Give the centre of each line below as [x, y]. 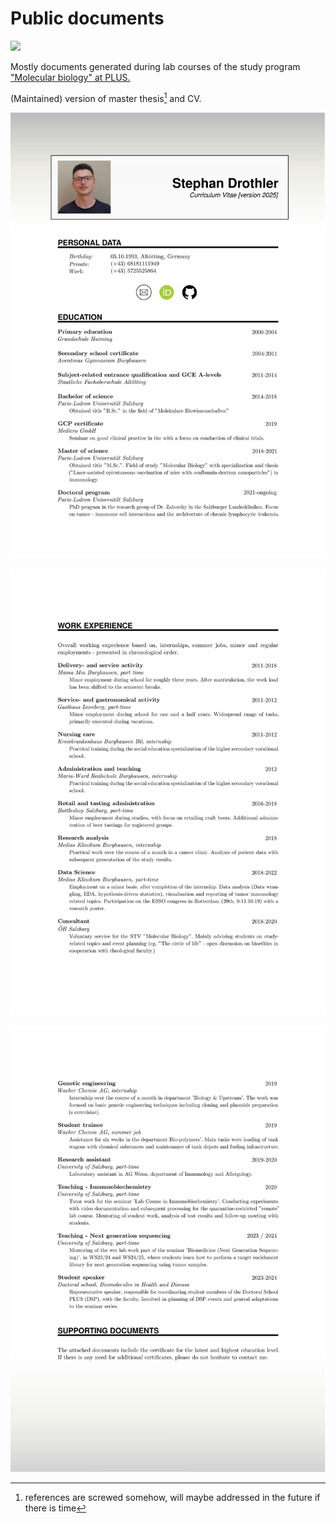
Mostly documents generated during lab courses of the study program [155, 66]
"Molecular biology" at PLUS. [70, 77]
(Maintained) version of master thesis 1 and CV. [106, 97]
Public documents [87, 18]
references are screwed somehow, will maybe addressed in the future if [172, 1498]
